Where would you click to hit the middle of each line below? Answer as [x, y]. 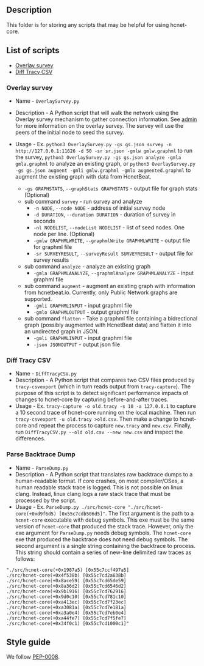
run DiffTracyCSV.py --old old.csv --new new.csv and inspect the [99, 432]
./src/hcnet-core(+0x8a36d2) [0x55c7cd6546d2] [66, 586]
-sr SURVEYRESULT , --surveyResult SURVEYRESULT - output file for [113, 253]
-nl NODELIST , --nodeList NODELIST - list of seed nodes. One [109, 227]
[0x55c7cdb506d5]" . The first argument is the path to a [126, 513]
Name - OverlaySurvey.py [47, 101]
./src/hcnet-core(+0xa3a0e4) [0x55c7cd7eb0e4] [66, 613]
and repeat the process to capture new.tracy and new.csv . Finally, [110, 426]
